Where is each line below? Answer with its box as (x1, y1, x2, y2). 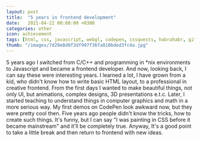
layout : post (6, 8, 39, 15)
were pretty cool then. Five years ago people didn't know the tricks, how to (6, 109, 191, 117)
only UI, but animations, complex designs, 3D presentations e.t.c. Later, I (6, 91, 185, 98)
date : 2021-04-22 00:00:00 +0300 (6, 20, 95, 26)
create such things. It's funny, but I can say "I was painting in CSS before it (6, 116, 190, 123)
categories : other (6, 25, 52, 32)
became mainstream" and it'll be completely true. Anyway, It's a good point (6, 122, 191, 130)
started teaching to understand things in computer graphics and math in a (6, 97, 188, 104)
